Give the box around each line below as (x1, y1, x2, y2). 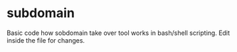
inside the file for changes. (6, 36, 85, 44)
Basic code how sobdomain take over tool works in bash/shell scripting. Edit (6, 28, 231, 37)
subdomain (6, 5, 75, 21)
